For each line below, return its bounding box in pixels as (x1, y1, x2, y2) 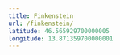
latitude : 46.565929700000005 (8, 27, 110, 35)
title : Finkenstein (8, 11, 74, 20)
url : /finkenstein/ (8, 19, 74, 27)
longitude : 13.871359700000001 (8, 34, 114, 43)
